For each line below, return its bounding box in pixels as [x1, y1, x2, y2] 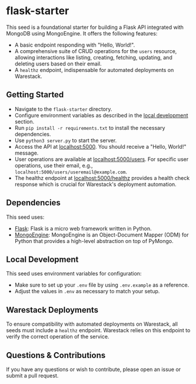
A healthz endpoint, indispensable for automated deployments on [14, 66, 174, 73]
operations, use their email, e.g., [14, 162, 93, 169]
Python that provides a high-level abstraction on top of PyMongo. [14, 237, 174, 244]
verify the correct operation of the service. [6, 333, 109, 340]
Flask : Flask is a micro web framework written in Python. [14, 225, 152, 232]
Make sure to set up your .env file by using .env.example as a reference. [14, 281, 190, 288]
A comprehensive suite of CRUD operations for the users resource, [14, 47, 177, 54]
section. [14, 118, 35, 125]
